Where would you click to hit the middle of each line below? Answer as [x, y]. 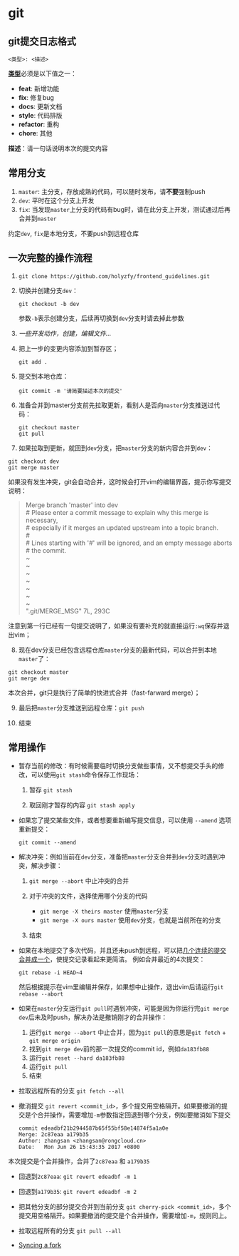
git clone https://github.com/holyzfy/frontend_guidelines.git [114, 276]
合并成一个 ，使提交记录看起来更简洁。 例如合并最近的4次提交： [112, 959]
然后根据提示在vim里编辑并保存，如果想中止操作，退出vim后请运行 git [121, 987]
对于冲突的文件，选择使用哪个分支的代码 [88, 896]
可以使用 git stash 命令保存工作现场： [86, 775]
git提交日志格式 [42, 41]
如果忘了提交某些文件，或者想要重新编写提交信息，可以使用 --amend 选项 [125, 820]
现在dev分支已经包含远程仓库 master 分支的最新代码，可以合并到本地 [118, 650]
